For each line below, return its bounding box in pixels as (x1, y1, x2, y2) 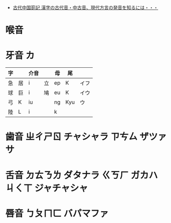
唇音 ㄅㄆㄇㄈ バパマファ (5, 208, 109, 219)
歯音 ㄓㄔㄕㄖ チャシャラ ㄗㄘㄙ (5, 131, 138, 143)
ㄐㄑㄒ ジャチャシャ (5, 182, 88, 194)
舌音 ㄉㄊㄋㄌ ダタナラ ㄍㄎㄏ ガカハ (5, 169, 158, 181)
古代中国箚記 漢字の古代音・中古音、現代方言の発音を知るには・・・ (12, 5, 158, 10)
